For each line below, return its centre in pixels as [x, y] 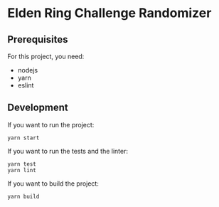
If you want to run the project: [51, 124]
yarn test [22, 164]
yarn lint [22, 170]
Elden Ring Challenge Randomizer [109, 13]
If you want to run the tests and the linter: [68, 151]
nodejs [27, 70]
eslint [26, 85]
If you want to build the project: [53, 184]
